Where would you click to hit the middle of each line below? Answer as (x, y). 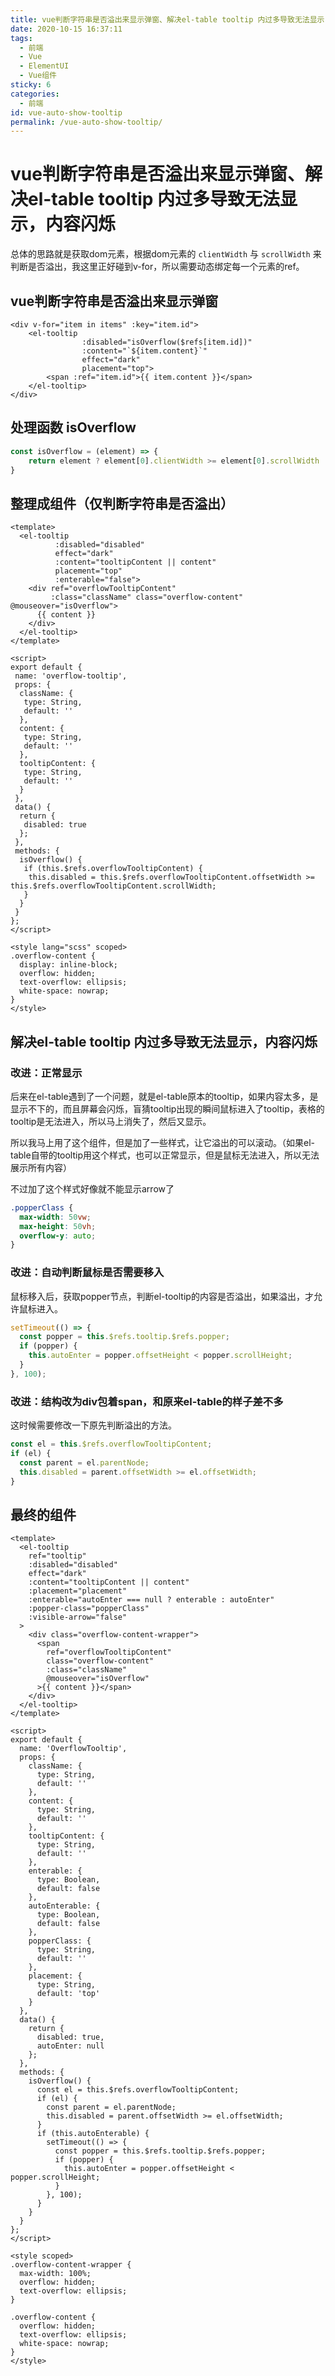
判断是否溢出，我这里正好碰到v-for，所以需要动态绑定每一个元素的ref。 (157, 267)
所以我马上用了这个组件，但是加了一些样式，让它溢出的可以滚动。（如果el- (162, 1142)
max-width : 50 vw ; (55, 1217)
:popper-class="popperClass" (89, 1609)
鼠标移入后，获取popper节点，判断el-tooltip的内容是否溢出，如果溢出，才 (162, 1296)
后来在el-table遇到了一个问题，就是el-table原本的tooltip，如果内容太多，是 (164, 1096)
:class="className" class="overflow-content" (147, 597)
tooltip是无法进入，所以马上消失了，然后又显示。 (111, 1121)
